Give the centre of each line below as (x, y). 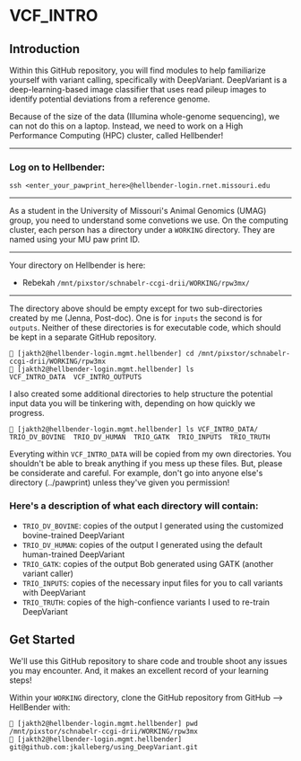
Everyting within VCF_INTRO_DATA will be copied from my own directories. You (150, 454)
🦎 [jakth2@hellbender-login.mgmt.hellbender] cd (102, 354)
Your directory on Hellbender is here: (77, 265)
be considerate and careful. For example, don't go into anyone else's (136, 473)
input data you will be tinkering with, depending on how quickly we (132, 403)
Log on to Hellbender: (57, 167)
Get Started (42, 639)
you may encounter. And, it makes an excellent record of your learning (139, 671)
